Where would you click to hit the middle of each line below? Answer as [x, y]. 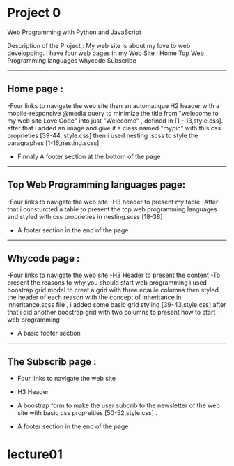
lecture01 [35, 454]
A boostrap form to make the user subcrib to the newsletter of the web [119, 405]
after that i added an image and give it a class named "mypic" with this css [114, 128]
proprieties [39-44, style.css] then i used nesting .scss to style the [103, 135]
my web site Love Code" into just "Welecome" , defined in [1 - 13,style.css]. [115, 121]
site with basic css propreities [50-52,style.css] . [87, 413]
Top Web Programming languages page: [96, 185]
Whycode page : [44, 258]
